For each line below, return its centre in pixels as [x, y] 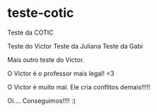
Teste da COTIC [30, 32]
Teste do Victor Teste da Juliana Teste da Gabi [75, 46]
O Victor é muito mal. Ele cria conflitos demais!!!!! [79, 87]
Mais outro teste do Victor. [46, 60]
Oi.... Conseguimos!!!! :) [42, 101]
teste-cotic [41, 13]
